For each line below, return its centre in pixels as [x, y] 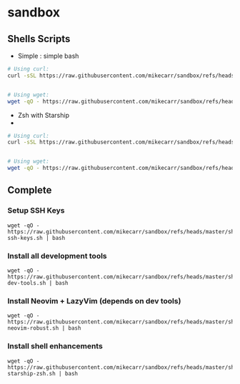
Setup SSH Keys [36, 211]
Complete [30, 190]
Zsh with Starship [44, 115]
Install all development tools [57, 256]
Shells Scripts [39, 39]
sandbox [34, 12]
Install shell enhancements [55, 346]
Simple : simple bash [48, 56]
